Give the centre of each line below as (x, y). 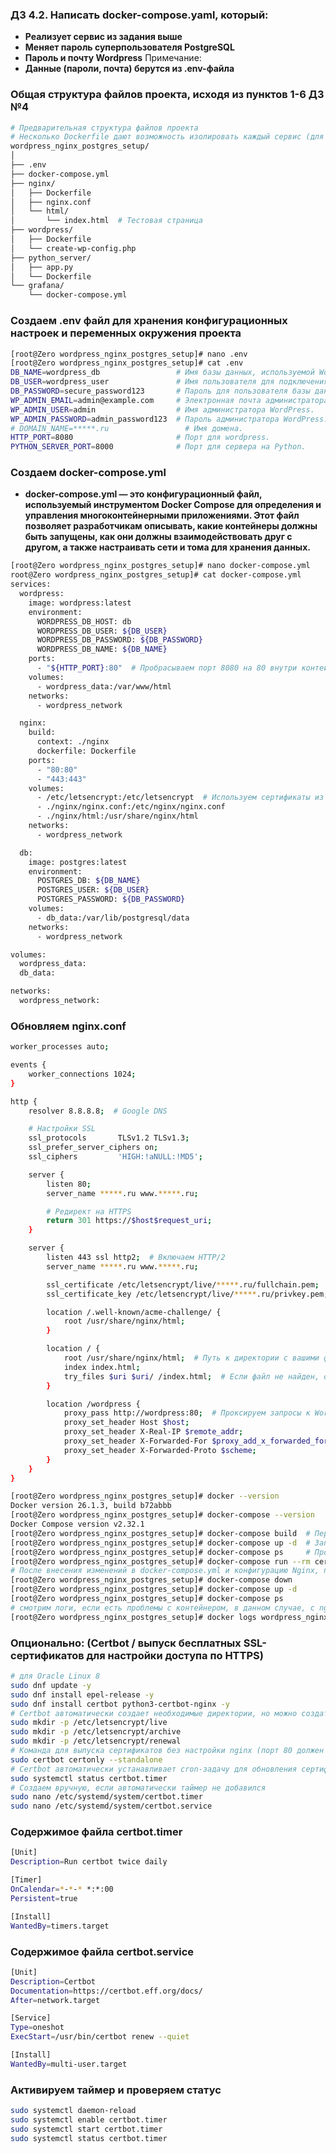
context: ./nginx (73, 742)
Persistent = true (44, 1898)
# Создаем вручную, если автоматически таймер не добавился (138, 1788)
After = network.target (55, 2000)
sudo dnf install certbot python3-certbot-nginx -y (120, 1704)
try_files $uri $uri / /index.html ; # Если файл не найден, (191, 1376)
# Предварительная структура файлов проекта (104, 128)
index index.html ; (102, 1367)
